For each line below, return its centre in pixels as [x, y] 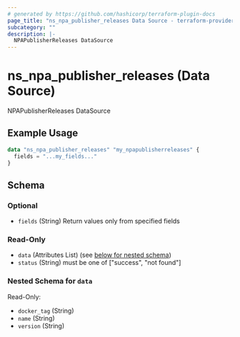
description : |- [31, 34]
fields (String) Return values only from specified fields [99, 221]
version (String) [41, 326]
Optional [22, 206]
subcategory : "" [31, 27]
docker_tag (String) [46, 311]
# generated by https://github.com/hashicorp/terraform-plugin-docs [111, 14]
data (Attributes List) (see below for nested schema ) [94, 255]
